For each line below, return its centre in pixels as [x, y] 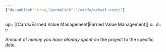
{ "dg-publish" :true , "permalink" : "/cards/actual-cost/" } [65, 10]
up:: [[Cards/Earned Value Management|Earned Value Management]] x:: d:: [83, 24]
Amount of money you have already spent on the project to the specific [79, 39]
